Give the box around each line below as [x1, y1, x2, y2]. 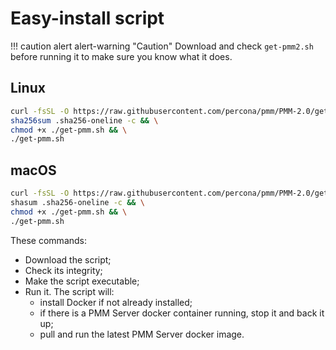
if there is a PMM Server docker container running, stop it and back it [39, 307, 325, 319]
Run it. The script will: [24, 285, 115, 297]
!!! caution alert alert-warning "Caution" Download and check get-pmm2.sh [10, 40, 314, 52]
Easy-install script [10, 7, 165, 30]
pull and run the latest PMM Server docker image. [39, 328, 245, 340]
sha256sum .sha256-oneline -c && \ [10, 115, 159, 126]
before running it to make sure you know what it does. [10, 50, 233, 62]
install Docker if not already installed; [39, 296, 193, 308]
